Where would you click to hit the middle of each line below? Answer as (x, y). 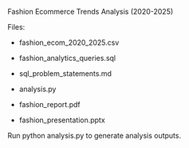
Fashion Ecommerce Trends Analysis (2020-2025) (91, 12)
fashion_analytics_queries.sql (67, 58)
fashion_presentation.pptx (62, 120)
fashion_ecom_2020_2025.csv (69, 42)
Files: (16, 27)
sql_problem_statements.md (65, 74)
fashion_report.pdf (49, 104)
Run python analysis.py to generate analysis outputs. (94, 136)
